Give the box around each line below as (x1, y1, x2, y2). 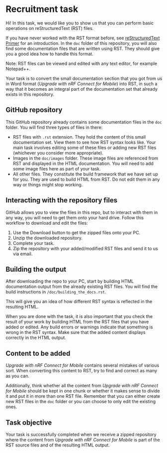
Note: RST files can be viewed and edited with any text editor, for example (5, 60, 158, 66)
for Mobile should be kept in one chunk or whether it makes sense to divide (5, 388, 160, 394)
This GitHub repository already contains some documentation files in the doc (5, 119, 162, 125)
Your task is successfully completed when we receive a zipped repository (5, 432, 157, 437)
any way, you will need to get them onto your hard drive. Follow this (5, 214, 144, 220)
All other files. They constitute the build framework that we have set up (12, 171, 159, 177)
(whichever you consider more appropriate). (12, 150, 103, 155)
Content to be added (5, 349, 71, 357)
